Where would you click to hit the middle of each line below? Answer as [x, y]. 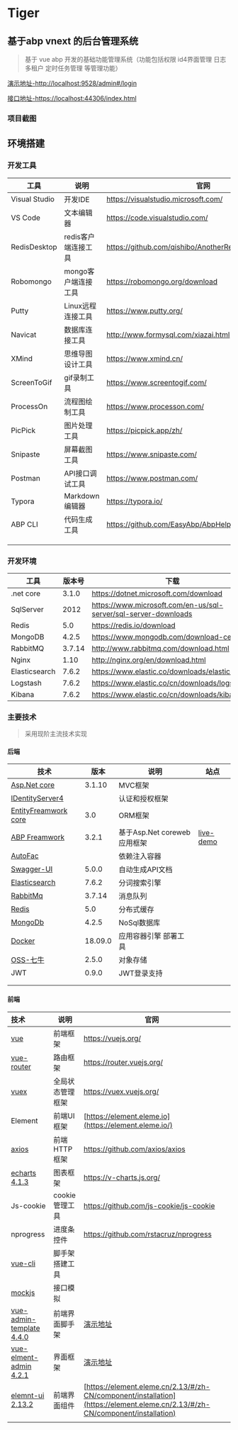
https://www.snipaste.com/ [151, 454]
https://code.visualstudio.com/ [157, 218]
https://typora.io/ [134, 501]
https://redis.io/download [134, 625]
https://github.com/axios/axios [135, 1149]
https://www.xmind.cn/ [144, 358]
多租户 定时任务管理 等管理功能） [73, 68]
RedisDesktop [34, 247]
